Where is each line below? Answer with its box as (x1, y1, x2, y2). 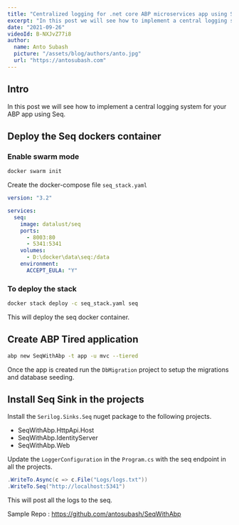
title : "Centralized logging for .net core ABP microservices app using (7, 10, 228, 18)
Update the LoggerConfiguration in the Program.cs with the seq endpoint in (7, 455, 226, 464)
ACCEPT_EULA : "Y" (26, 266, 78, 274)
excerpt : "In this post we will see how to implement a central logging (7, 17, 228, 24)
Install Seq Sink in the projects (7, 393, 144, 405)
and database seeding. (7, 373, 75, 381)
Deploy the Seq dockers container (7, 130, 161, 142)
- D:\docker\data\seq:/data (26, 254, 110, 261)
